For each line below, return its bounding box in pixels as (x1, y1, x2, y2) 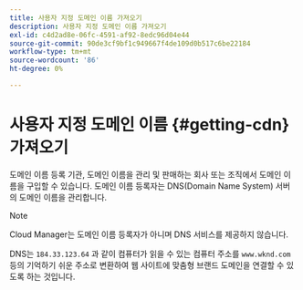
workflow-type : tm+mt (9, 47, 92, 57)
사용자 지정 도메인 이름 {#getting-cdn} (9, 115, 290, 135)
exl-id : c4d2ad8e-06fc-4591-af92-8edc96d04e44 (9, 30, 190, 39)
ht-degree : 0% (9, 65, 64, 74)
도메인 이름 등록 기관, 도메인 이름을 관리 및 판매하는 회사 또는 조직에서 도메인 (9, 169, 282, 180)
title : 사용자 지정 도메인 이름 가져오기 (9, 13, 142, 23)
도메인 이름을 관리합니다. (18, 192, 108, 202)
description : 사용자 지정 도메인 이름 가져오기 (9, 22, 167, 31)
